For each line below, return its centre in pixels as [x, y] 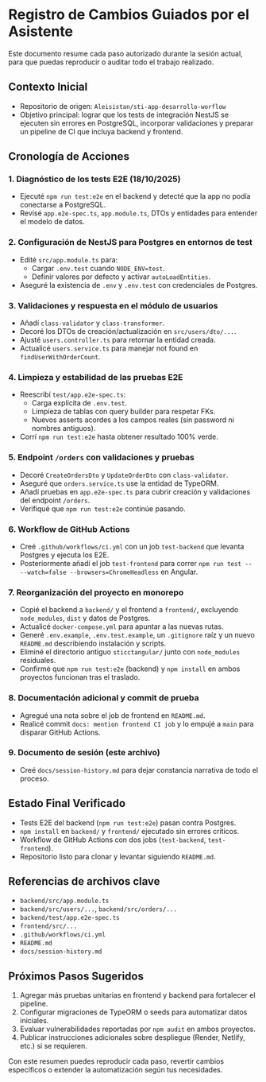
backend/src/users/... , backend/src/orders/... [98, 909]
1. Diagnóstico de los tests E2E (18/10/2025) [94, 179]
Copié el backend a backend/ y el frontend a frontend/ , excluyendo [129, 610]
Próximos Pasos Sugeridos [76, 976]
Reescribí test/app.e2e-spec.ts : [73, 394]
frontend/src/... [48, 927]
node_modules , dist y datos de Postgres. [85, 619]
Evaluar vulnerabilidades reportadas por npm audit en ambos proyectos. [137, 1029]
